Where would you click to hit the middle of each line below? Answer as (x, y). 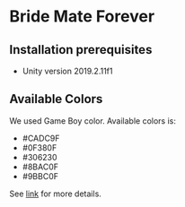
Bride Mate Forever (82, 17)
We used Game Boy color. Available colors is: (93, 121)
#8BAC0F (40, 167)
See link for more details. (55, 194)
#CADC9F (41, 138)
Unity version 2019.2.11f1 (67, 71)
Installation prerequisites (81, 50)
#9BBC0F (40, 176)
